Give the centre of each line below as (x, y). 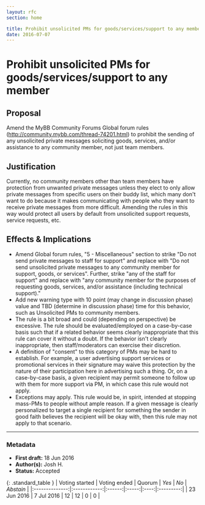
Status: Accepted (38, 471)
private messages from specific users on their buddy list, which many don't (101, 194)
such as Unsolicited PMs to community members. (77, 312)
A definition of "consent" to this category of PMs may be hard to (96, 352)
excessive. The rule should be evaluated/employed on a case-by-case (103, 325)
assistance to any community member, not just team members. (85, 147)
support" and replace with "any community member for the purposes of (106, 280)
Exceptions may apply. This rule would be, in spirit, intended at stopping (106, 397)
